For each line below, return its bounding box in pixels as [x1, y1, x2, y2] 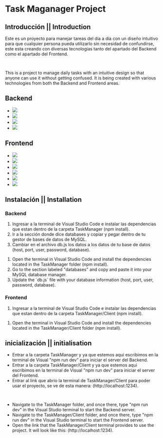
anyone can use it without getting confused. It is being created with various [5, 75, 156, 81]
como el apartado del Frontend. [5, 51, 68, 57]
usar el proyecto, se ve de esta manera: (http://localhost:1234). [12, 383, 139, 389]
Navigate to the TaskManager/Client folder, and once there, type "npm [12, 412, 153, 418]
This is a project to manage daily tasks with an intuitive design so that [5, 70, 145, 76]
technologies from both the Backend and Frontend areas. [5, 80, 120, 86]
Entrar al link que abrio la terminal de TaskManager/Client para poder [12, 378, 151, 384]
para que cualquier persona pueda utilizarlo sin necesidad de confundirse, [5, 41, 154, 47]
